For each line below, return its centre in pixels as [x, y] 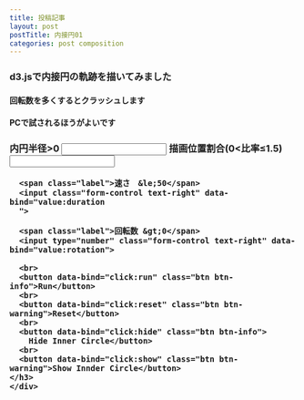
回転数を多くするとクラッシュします [77, 100]
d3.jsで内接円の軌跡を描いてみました [91, 77]
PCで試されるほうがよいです [63, 123]
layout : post [34, 26]
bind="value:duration [57, 202]
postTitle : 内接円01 [46, 35]
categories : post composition [67, 43]
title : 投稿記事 [37, 18]
